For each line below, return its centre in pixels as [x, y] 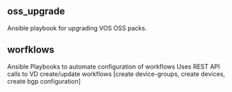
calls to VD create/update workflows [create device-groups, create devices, [116, 74]
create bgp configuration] [44, 81]
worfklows [31, 50]
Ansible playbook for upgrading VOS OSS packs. [77, 28]
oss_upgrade [36, 11]
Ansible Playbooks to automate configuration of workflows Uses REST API [114, 66]
